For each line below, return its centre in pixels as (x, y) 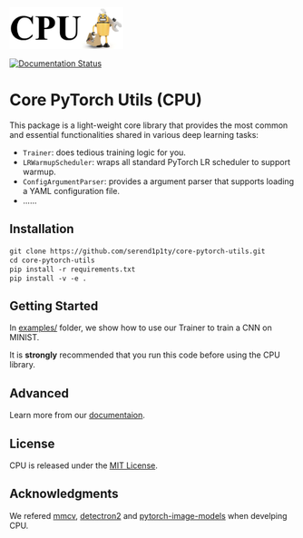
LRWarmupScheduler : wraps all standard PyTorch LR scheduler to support (156, 161)
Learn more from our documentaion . (77, 416)
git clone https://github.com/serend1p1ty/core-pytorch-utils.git (137, 251)
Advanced (39, 393)
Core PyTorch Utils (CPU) (106, 100)
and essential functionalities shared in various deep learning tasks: (134, 134)
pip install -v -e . (49, 279)
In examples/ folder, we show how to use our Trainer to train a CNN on (141, 328)
